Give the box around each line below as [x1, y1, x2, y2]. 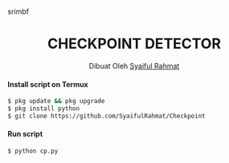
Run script [7, 129, 43, 139]
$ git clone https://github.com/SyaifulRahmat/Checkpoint [7, 112, 206, 120]
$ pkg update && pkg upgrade [7, 97, 105, 105]
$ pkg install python [7, 105, 80, 113]
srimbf [7, 7, 30, 16]
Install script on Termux [7, 79, 89, 89]
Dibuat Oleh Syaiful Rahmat [88, 61, 180, 70]
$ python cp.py [7, 147, 59, 155]
